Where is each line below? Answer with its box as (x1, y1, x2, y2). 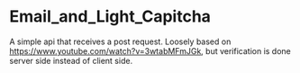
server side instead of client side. (9, 55, 133, 66)
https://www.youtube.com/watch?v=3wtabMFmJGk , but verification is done (9, 45, 291, 56)
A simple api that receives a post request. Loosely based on (9, 36, 232, 47)
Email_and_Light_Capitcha (9, 6, 212, 27)
